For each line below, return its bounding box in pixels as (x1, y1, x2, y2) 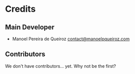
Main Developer (5, 23, 55, 31)
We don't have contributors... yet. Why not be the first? (5, 63, 116, 69)
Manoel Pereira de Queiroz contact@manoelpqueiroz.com (12, 36, 130, 42)
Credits (5, 3, 36, 15)
